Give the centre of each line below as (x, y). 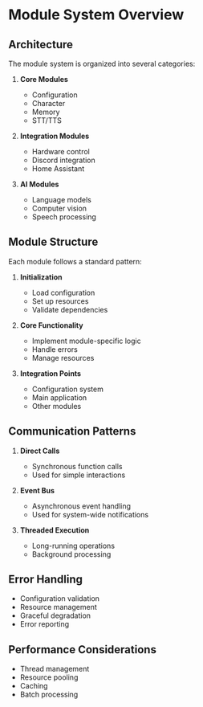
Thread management (55, 669)
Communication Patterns (72, 431)
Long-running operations (73, 546)
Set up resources (60, 301)
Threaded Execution (55, 530)
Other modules (57, 406)
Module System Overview (96, 15)
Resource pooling (49, 677)
